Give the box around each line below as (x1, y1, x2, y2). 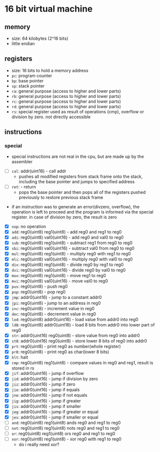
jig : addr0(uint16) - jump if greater (11, 398, 81, 404)
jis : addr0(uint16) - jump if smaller (11, 403, 81, 409)
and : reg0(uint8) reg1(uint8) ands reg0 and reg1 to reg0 (11, 420, 121, 425)
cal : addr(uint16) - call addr (11, 168, 66, 174)
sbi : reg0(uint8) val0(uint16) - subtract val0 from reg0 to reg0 (11, 245, 135, 251)
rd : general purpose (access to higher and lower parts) (11, 103, 121, 109)
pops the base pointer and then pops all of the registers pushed (18, 189, 146, 195)
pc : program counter (11, 73, 52, 78)
